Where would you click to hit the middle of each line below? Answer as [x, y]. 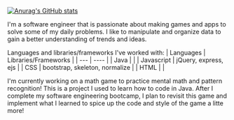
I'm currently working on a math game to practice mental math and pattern [115, 81]
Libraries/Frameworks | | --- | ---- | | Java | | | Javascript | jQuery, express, [116, 60]
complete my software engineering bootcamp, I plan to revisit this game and [117, 96]
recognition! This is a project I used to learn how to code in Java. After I [110, 88]
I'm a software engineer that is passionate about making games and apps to [117, 24]
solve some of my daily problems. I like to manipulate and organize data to [114, 32]
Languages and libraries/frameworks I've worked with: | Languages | [106, 53]
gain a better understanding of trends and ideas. [77, 39]
